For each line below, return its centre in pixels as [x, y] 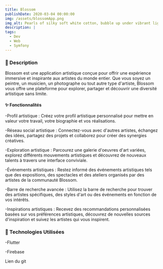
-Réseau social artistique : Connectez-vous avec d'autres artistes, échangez [81, 130]
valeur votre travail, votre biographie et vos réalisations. [61, 121]
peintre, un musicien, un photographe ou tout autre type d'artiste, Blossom [80, 83]
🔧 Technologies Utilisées [35, 232]
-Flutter [13, 242]
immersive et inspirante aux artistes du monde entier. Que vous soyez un [78, 78]
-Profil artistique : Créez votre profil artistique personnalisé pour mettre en [79, 116]
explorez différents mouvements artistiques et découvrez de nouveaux [76, 155]
